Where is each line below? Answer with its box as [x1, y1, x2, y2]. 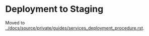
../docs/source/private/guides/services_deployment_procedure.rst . [5, 25, 144, 31]
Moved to [5, 20, 25, 26]
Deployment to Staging [5, 3, 104, 15]
